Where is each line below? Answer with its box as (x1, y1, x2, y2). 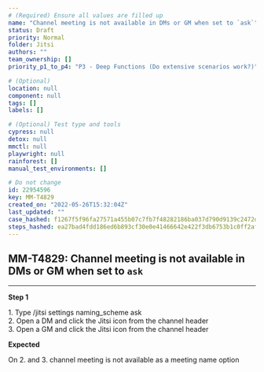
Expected (8, 340, 41, 349)
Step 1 (8, 292, 29, 302)
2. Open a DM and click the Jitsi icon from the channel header (8, 316, 209, 325)
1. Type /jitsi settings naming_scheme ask (8, 308, 142, 318)
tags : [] (8, 99, 37, 107)
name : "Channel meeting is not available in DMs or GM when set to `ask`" (8, 19, 258, 27)
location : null (8, 84, 58, 92)
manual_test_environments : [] (8, 165, 108, 173)
